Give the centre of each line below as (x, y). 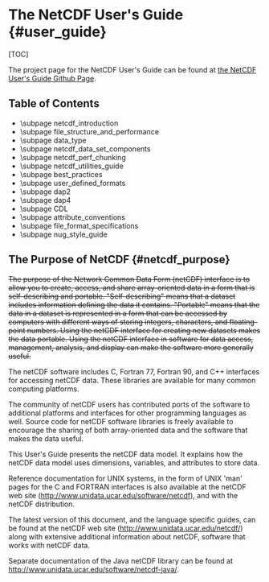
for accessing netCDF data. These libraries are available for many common (132, 380)
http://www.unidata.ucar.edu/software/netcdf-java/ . (94, 569)
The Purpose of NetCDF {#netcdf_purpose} (119, 260)
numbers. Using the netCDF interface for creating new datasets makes (144, 330)
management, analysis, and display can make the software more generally (131, 347)
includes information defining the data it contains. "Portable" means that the (134, 304)
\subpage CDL (44, 208)
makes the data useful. (46, 438)
